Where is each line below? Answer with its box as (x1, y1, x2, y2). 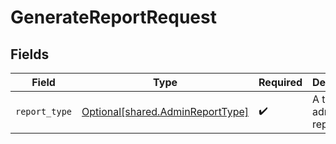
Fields (10, 46, 50, 63)
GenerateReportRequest (10, 6, 217, 29)
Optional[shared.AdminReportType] (81, 105, 250, 118)
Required (258, 76, 303, 89)
